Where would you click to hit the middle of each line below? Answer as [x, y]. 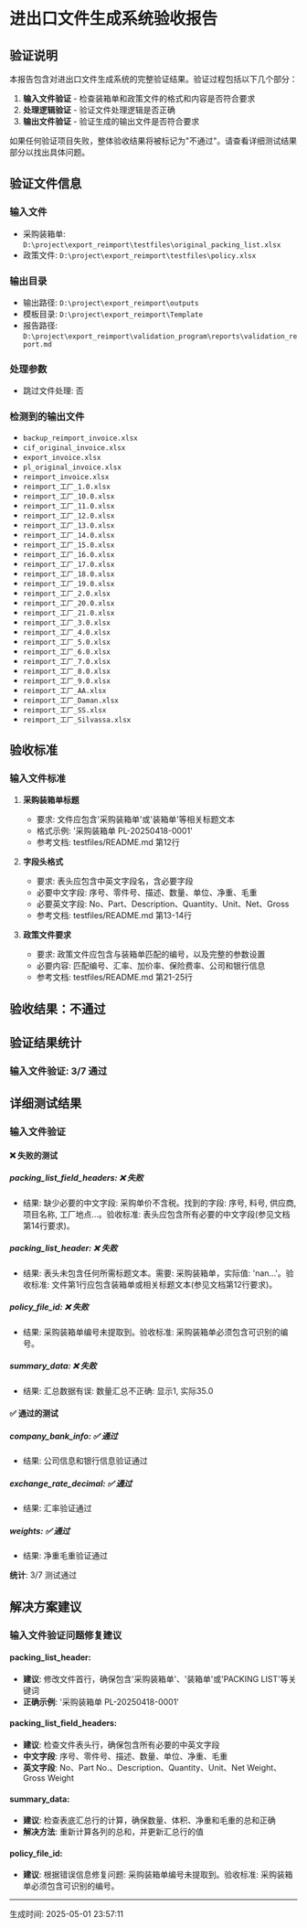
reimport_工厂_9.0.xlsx [67, 681]
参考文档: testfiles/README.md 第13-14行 [114, 916]
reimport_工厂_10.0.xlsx [69, 496]
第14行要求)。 [48, 1226]
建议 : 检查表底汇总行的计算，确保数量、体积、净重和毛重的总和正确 [149, 1820]
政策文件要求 [47, 935]
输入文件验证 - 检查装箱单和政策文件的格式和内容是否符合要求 [139, 98]
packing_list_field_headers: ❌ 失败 [77, 1178]
